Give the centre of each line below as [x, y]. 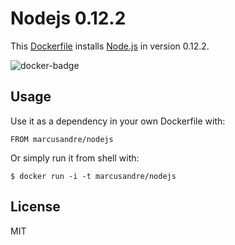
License [35, 207]
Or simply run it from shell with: [75, 158]
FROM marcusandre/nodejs [62, 139]
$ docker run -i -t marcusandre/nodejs [93, 176]
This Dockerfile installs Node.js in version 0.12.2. [110, 46]
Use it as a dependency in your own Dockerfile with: [118, 121]
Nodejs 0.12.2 [68, 18]
